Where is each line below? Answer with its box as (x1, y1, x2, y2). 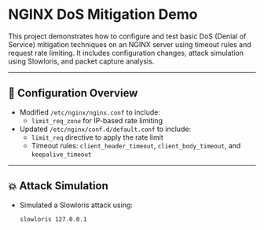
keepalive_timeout (31, 151, 92, 159)
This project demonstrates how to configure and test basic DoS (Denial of (8, 31, 247, 41)
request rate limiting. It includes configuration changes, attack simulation (8, 48, 244, 57)
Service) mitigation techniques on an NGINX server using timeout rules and (8, 39, 251, 49)
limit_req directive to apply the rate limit (31, 132, 163, 142)
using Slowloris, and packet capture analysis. (8, 57, 155, 66)
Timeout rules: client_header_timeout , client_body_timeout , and (31, 141, 241, 150)
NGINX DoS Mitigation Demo (8, 5, 198, 24)
